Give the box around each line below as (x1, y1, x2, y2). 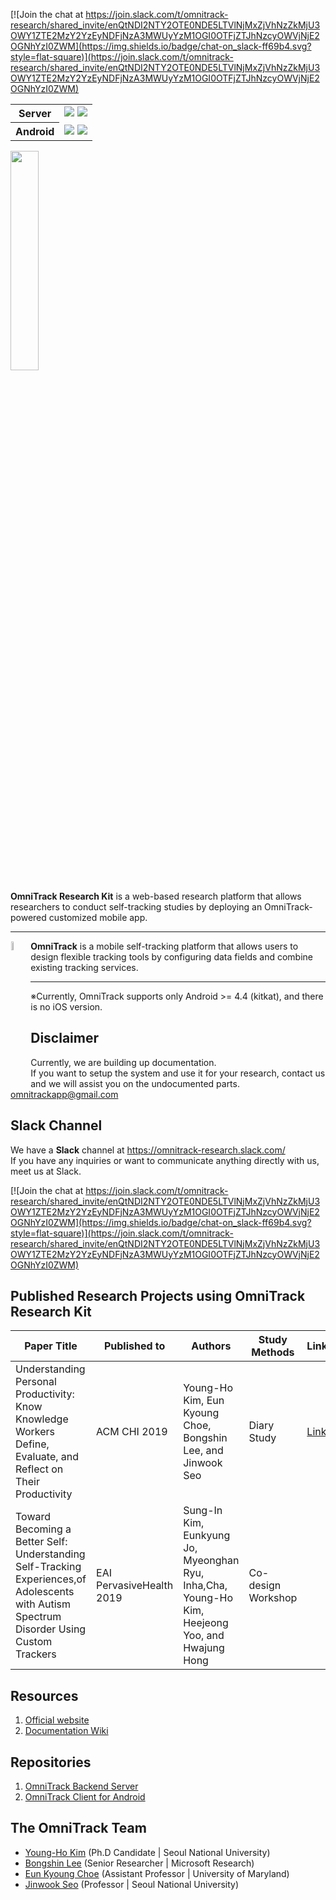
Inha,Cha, (183, 1579, 228, 1593)
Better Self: (15, 1535, 68, 1549)
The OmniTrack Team (10, 1820, 147, 1837)
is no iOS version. (30, 1001, 103, 1013)
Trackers (15, 1647, 57, 1661)
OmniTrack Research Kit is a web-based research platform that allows (10, 890, 302, 902)
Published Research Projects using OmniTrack (10, 1288, 306, 1305)
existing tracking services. (30, 962, 139, 973)
